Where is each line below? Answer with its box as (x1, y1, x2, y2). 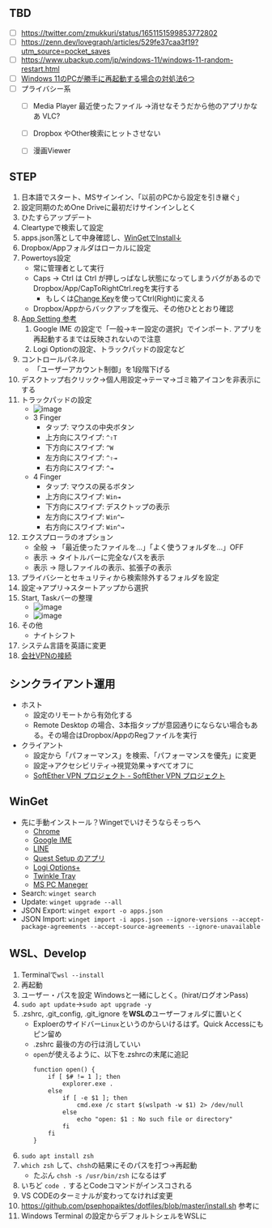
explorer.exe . (62, 1080, 114, 1088)
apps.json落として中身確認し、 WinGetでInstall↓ (20, 233, 182, 242)
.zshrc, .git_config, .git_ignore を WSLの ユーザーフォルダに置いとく (20, 1008, 244, 1018)
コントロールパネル (20, 354, 86, 364)
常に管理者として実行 (32, 263, 104, 273)
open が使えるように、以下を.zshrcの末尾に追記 (32, 1049, 189, 1059)
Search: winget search (20, 888, 96, 898)
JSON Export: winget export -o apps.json (20, 905, 164, 915)
